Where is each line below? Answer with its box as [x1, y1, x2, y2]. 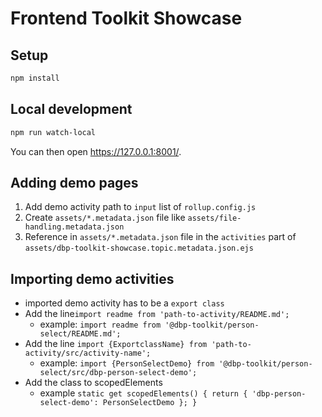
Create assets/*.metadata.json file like [24, 212, 186, 224]
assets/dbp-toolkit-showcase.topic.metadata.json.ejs [24, 243, 254, 254]
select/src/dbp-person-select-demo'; [39, 368, 198, 378]
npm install [10, 73, 60, 83]
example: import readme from [39, 318, 162, 331]
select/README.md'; [39, 329, 122, 339]
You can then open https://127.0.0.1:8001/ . [10, 145, 182, 157]
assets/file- [187, 213, 242, 224]
